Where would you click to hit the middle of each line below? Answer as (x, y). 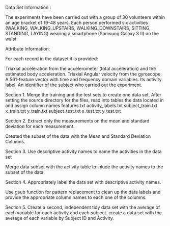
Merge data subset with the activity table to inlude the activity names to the (84, 167)
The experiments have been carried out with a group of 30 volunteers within (85, 17)
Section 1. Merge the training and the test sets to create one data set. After (83, 95)
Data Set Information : (28, 7)
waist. (11, 39)
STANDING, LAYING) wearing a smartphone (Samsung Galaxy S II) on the (82, 33)
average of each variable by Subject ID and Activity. (60, 218)
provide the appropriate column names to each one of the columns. (76, 197)
